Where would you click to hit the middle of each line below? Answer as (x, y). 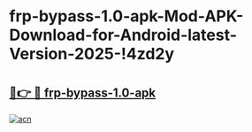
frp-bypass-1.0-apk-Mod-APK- (126, 16)
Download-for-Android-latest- (123, 35)
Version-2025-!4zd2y (92, 54)
